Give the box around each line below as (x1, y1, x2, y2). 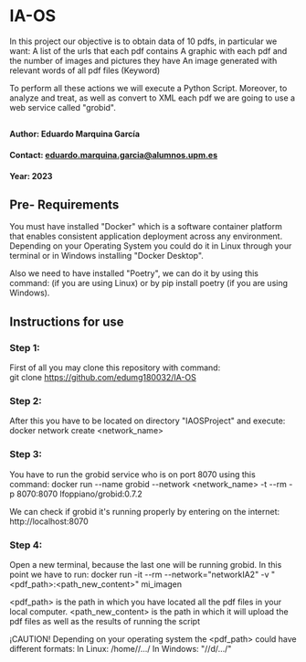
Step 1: (9, 341, 40, 354)
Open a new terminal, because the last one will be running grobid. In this (9, 559, 282, 570)
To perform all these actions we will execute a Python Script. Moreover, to (9, 82, 288, 93)
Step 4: (9, 539, 43, 551)
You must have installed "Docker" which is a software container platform (9, 221, 283, 232)
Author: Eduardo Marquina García (9, 129, 140, 140)
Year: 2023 (9, 170, 53, 181)
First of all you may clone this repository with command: (9, 362, 221, 373)
